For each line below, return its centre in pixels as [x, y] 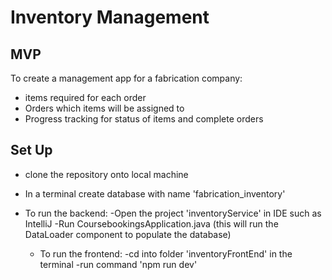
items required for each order [85, 97]
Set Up [31, 150]
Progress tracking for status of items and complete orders [144, 119]
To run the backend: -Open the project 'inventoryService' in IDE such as [173, 213]
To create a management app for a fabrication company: [126, 78]
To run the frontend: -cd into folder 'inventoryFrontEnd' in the [166, 253]
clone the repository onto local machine [106, 174]
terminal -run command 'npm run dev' [118, 264]
